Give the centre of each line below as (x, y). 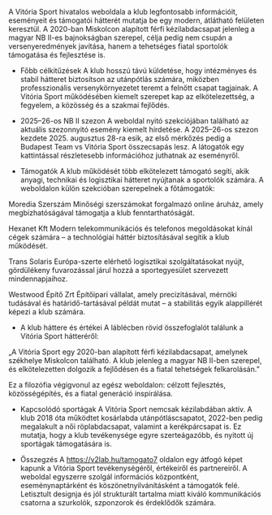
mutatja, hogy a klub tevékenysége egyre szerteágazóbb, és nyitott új (137, 435)
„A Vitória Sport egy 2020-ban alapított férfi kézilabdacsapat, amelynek (128, 352)
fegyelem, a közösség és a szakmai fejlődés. (95, 105)
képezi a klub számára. (47, 312)
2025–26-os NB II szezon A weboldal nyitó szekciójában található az (134, 121)
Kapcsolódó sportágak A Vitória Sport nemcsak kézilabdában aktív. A (136, 409)
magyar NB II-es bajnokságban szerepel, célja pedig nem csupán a (121, 37)
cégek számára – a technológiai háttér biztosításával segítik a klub (119, 237)
